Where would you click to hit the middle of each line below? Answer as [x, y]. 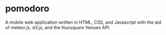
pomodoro [27, 9]
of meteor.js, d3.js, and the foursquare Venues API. [58, 27]
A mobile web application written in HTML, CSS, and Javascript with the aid [83, 22]
